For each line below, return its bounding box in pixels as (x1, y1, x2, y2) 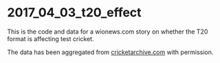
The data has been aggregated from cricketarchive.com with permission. (7, 48, 214, 56)
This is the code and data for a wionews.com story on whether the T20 (7, 27, 208, 36)
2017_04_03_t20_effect (7, 5, 142, 21)
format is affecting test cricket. (7, 34, 94, 42)
